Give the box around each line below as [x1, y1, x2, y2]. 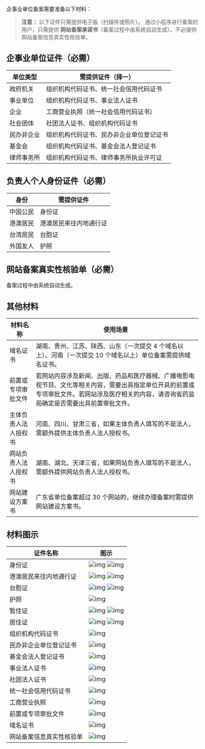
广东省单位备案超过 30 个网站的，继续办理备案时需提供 [35, 493, 194, 502]
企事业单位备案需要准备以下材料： [6, 5, 92, 12]
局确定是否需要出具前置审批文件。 [35, 399, 134, 408]
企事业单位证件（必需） [6, 53, 95, 63]
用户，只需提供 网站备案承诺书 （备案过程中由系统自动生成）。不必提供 [21, 26, 197, 33]
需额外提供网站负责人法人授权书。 [35, 468, 134, 476]
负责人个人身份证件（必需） [6, 176, 111, 186]
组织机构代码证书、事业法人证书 [46, 96, 138, 104]
